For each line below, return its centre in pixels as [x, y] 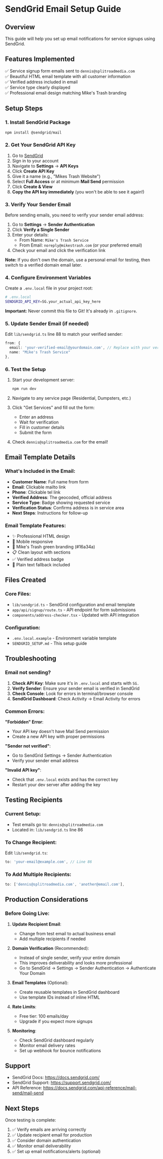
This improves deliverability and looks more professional [76, 963]
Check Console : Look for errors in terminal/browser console [73, 694]
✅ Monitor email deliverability [41, 1146]
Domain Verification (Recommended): [50, 948]
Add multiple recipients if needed [52, 939]
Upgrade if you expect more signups [56, 1021]
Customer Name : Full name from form [50, 482]
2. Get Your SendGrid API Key [41, 145]
